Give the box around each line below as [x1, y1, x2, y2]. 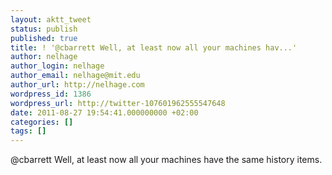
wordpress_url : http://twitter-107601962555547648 [10, 98, 226, 108]
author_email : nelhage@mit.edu [10, 71, 141, 81]
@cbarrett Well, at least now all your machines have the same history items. [10, 154, 323, 166]
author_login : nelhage [10, 61, 105, 71]
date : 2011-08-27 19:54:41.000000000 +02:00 [10, 107, 199, 118]
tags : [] [10, 126, 47, 136]
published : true [10, 33, 78, 43]
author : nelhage [10, 52, 78, 62]
